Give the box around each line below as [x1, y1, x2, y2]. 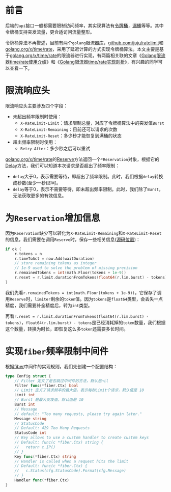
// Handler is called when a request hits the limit [14, 459, 129, 464]
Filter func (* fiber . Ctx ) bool [14, 383, 79, 388]
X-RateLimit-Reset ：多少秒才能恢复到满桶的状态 [20, 132, 122, 139]
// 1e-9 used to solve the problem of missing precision [14, 265, 138, 270]
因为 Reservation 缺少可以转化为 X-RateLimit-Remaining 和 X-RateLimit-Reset [5, 230, 162, 236]
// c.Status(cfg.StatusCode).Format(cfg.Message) [14, 468, 126, 474]
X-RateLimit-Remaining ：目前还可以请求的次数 [20, 126, 118, 132]
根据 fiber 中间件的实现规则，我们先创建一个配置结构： [5, 363, 118, 369]
